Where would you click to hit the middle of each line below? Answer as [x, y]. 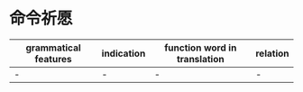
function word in [200, 48]
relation [272, 53]
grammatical [53, 48]
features [53, 59]
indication [124, 53]
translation [200, 59]
